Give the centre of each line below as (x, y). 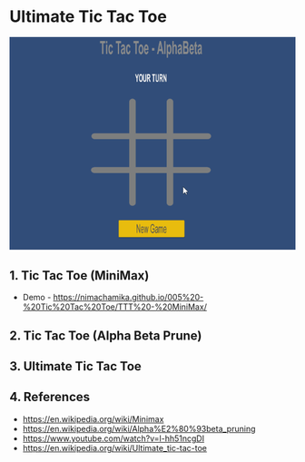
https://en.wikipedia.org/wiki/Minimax (93, 418)
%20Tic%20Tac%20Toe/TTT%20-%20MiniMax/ (114, 307)
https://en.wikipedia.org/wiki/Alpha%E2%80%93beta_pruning (139, 428)
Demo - (37, 298)
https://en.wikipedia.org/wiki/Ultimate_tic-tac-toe (114, 447)
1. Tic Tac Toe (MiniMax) (79, 275)
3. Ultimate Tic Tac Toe (76, 366)
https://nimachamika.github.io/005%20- (128, 298)
